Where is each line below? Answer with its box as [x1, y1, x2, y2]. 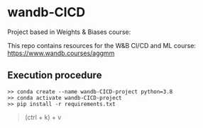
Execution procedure [7, 69, 102, 81]
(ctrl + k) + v [24, 112, 62, 121]
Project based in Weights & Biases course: [7, 28, 131, 36]
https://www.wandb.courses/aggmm [7, 49, 115, 57]
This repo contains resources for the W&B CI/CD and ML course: [7, 41, 197, 50]
